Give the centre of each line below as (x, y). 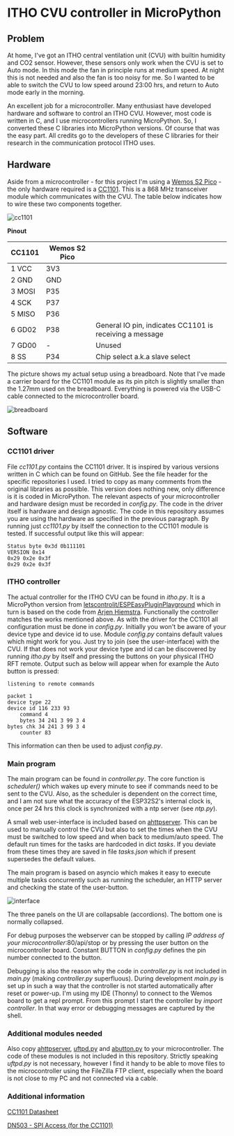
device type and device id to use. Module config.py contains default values (115, 634)
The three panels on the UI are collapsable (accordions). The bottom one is (115, 914)
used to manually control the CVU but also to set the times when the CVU (112, 830)
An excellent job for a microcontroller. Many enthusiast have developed (109, 106)
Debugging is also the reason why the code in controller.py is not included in (117, 971)
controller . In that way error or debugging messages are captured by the (111, 1008)
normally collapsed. (36, 922)
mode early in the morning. (46, 92)
